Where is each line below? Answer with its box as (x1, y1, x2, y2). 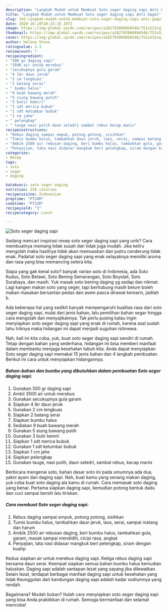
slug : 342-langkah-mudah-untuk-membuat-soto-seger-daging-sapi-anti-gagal (5, 16, 164, 21)
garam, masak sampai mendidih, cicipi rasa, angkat (12, 535, 118, 541)
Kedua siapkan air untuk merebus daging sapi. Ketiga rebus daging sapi (5, 555, 152, 561)
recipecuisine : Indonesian (5, 192, 61, 197)
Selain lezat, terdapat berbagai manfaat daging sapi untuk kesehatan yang (5, 571, 158, 577)
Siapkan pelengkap (12, 454, 53, 460)
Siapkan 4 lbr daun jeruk (12, 401, 63, 407)
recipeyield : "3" (5, 206, 42, 211)
